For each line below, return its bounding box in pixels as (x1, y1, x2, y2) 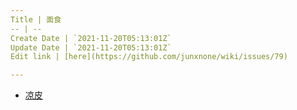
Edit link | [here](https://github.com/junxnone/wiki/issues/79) (10, 52, 288, 62)
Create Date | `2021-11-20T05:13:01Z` (10, 33, 172, 43)
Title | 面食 (10, 14, 62, 25)
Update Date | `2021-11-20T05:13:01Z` (10, 42, 172, 53)
